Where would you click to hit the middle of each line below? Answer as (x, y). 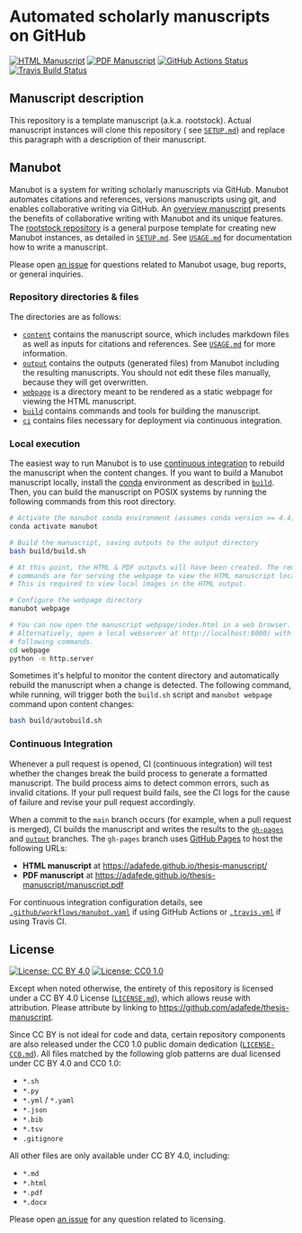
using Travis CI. (38, 921)
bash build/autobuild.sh (56, 721)
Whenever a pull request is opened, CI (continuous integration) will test (141, 764)
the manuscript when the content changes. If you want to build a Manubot (147, 473)
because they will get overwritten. (85, 382)
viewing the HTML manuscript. (79, 401)
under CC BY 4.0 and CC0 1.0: (65, 1064)
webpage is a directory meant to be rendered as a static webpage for (147, 391)
